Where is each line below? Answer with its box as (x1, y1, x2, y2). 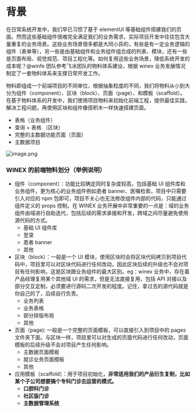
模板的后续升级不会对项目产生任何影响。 (14, 341, 112, 348)
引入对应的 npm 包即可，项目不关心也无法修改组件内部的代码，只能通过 (14, 195, 187, 202)
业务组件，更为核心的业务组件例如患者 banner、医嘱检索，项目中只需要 (14, 188, 187, 195)
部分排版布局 (23, 312, 54, 319)
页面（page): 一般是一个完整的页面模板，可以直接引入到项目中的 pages (14, 327, 186, 334)
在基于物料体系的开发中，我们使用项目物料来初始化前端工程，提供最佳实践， (6, 97, 190, 104)
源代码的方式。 (14, 217, 51, 224)
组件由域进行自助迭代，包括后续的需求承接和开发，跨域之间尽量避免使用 (14, 210, 188, 217)
